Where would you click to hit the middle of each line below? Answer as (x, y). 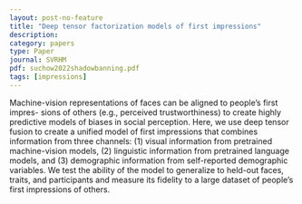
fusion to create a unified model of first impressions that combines (134, 131)
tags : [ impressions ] (49, 77)
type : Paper (32, 52)
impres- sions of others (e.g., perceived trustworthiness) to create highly (146, 112)
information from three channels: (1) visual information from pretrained (141, 141)
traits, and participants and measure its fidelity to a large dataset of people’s (151, 180)
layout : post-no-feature (56, 18)
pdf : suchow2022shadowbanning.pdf (75, 69)
